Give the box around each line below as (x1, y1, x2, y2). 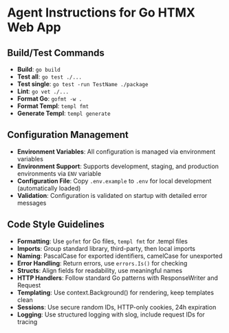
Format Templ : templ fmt (17, 102, 89, 110)
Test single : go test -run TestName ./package (17, 80, 149, 88)
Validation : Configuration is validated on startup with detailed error (17, 191, 208, 199)
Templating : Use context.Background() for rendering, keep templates (17, 288, 215, 296)
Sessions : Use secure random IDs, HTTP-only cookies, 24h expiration (17, 303, 217, 311)
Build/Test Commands (7, 47, 105, 59)
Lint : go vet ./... (17, 88, 69, 95)
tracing (17, 317, 38, 325)
